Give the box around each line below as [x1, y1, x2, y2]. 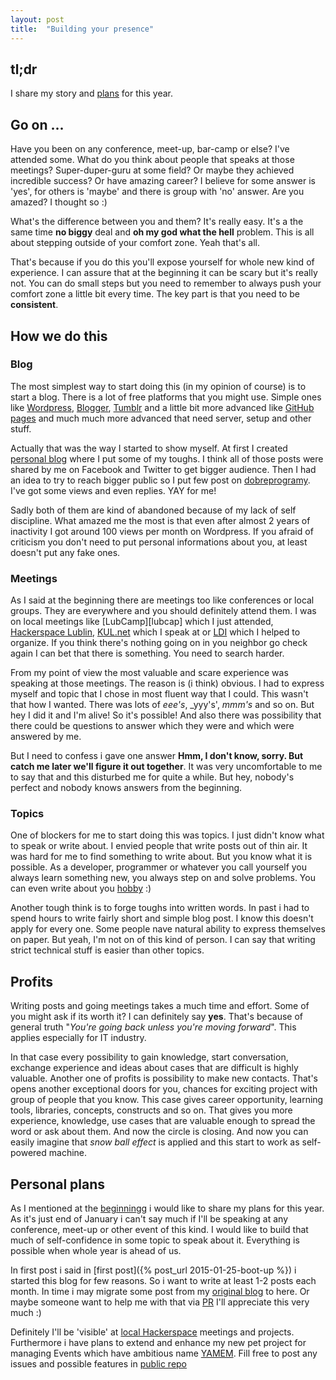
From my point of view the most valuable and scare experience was [10, 667, 289, 679]
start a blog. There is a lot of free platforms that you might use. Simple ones [10, 391, 322, 403]
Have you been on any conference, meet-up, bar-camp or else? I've [10, 143, 290, 155]
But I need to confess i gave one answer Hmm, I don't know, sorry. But [10, 750, 304, 762]
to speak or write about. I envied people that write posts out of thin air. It [10, 840, 308, 852]
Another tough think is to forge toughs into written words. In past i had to [10, 902, 310, 914]
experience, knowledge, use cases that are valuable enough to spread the [10, 1115, 316, 1127]
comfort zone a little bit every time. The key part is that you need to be [10, 288, 300, 300]
